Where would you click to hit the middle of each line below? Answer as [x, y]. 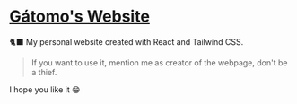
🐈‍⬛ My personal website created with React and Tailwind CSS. [127, 41]
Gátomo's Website [80, 17]
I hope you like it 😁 [45, 89]
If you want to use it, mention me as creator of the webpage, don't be [159, 62]
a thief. [44, 72]
